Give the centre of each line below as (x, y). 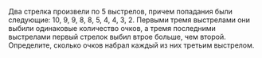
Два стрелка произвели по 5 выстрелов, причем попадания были (121, 12)
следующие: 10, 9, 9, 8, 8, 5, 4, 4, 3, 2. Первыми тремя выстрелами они (129, 20)
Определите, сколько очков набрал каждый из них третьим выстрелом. (131, 45)
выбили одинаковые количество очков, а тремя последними (112, 28)
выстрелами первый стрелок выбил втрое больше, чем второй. (117, 37)
